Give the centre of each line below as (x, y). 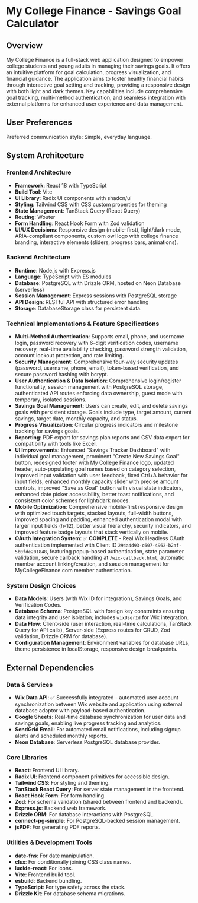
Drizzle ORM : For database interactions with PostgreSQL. (85, 815)
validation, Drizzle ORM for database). (61, 636)
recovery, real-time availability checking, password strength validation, (101, 349)
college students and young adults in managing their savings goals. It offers (98, 66)
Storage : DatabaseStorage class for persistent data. (78, 308)
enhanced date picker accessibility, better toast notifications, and (94, 495)
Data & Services (30, 685)
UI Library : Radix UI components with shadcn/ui (73, 198)
